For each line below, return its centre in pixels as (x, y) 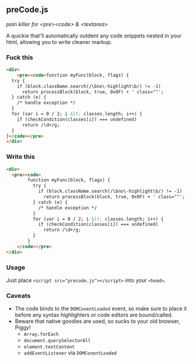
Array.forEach (41, 335)
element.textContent (49, 347)
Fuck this (20, 57)
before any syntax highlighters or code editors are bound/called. (94, 315)
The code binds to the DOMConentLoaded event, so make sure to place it (101, 309)
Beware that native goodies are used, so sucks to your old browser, (97, 321)
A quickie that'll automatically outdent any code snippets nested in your (94, 36)
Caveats (18, 296)
